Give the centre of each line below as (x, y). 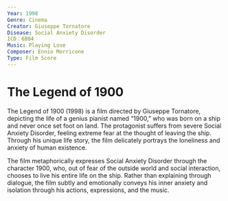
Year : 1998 (23, 13)
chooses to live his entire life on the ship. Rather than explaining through (109, 175)
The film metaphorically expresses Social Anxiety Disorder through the (107, 161)
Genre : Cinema (27, 20)
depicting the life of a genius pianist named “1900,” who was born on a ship (114, 118)
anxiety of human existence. (47, 147)
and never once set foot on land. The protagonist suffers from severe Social (114, 126)
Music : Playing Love (37, 45)
